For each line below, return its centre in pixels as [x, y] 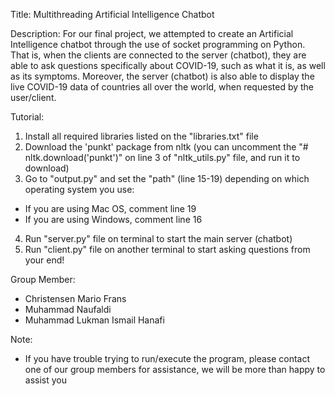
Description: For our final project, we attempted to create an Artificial [152, 33]
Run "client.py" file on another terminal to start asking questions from [167, 249]
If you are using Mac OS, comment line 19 [110, 208]
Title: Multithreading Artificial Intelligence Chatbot [112, 14]
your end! [44, 260]
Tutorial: [27, 117]
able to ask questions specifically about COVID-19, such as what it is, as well [168, 65]
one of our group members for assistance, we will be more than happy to [175, 369]
